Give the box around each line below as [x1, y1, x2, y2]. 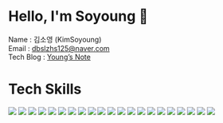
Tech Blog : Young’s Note [8, 52, 92, 61]
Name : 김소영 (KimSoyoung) [8, 34, 102, 44]
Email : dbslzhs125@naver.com [8, 43, 110, 53]
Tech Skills [8, 80, 82, 98]
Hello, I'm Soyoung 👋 [8, 7, 149, 26]
